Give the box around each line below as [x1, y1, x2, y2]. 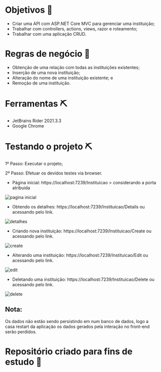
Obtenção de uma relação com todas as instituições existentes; [12, 64, 140, 70]
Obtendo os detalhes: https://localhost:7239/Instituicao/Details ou [12, 203, 145, 210]
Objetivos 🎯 [5, 4, 53, 16]
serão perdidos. [5, 328, 37, 335]
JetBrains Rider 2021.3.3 [12, 118, 62, 124]
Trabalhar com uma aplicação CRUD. [12, 31, 87, 37]
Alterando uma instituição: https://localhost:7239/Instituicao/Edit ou [12, 252, 148, 258]
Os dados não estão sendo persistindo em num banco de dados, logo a [5, 318, 149, 324]
